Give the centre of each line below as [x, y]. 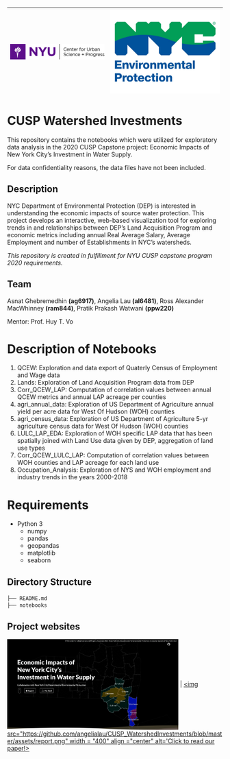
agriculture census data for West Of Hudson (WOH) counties [103, 426]
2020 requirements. [35, 263]
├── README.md [27, 599]
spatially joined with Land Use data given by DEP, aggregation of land [115, 441]
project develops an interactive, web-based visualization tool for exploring [112, 220]
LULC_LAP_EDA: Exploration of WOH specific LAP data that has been [114, 433]
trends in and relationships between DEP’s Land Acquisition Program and [110, 228]
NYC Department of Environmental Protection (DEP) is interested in [102, 206]
